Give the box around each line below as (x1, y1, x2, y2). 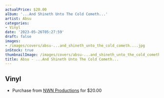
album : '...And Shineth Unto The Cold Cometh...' (5, 12, 108, 16)
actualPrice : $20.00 (5, 7, 47, 12)
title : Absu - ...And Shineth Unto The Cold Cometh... (5, 57, 119, 62)
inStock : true (5, 48, 34, 52)
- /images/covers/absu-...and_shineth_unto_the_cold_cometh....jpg (5, 43, 145, 48)
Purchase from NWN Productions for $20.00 (12, 88, 102, 94)
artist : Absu (5, 16, 32, 21)
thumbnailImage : (5, 52, 38, 57)
